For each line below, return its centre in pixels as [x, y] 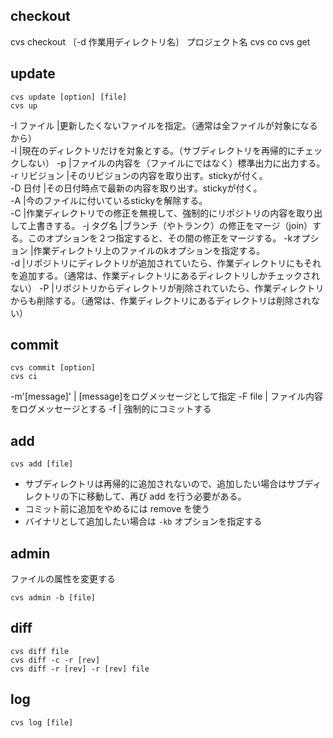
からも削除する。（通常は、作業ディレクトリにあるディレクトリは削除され [161, 300]
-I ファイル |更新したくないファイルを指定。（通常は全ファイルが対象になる [164, 125]
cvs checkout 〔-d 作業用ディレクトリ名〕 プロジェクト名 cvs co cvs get [160, 41]
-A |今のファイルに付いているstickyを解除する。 [109, 200]
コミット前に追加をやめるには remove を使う [117, 509]
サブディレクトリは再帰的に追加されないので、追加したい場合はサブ [164, 484]
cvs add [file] [42, 464]
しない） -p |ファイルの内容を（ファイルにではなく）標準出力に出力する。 [172, 163]
